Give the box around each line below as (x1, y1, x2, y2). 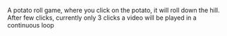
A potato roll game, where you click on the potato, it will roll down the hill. (7, 6, 220, 14)
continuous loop (7, 21, 54, 29)
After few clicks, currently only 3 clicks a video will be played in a (7, 13, 197, 22)
